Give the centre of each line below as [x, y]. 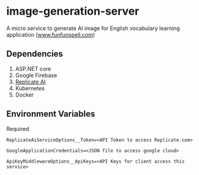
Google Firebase [36, 75]
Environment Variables [51, 114]
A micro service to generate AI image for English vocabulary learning [93, 28]
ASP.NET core [33, 69]
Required [18, 128]
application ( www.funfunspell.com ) [51, 34]
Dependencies [35, 54]
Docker [24, 95]
